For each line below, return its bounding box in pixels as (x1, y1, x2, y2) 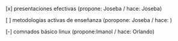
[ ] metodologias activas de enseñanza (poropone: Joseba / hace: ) (5, 17, 173, 23)
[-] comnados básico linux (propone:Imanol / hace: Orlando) (5, 28, 155, 35)
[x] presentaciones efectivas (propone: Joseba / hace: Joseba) (5, 5, 162, 12)
